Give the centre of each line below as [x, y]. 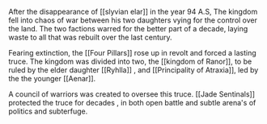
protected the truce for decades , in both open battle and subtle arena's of [132, 103]
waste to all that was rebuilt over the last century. [90, 37]
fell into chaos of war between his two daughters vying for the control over [133, 20]
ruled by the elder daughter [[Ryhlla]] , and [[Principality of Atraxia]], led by [133, 70]
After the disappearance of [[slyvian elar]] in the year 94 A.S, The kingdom [133, 12]
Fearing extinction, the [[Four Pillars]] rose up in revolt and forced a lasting [132, 53]
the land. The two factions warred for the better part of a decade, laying [128, 29]
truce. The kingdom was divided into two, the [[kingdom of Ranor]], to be [130, 61]
